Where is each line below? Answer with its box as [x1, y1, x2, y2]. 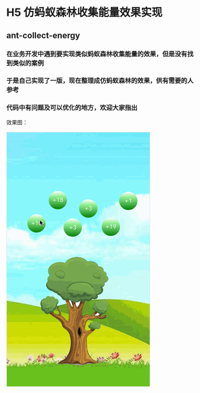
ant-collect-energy [6, 30, 80, 40]
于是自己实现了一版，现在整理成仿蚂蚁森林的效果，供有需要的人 [6, 77, 194, 85]
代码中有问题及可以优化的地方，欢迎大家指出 [6, 104, 138, 112]
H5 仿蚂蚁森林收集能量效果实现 [6, 5, 163, 19]
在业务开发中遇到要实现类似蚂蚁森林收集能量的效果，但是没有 [6, 49, 188, 58]
